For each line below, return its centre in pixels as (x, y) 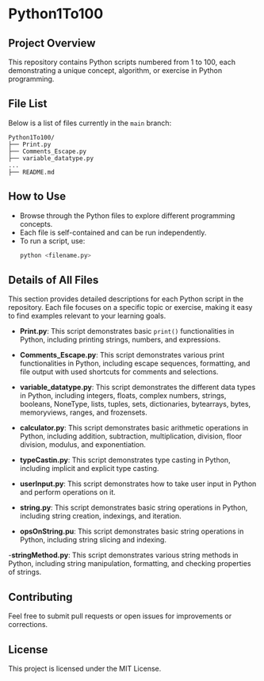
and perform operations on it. (68, 492)
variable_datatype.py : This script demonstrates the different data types (138, 387)
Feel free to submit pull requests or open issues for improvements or (120, 616)
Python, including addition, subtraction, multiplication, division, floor (131, 436)
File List (28, 104)
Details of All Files (54, 279)
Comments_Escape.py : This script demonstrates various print (122, 355)
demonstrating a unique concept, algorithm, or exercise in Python (115, 71)
